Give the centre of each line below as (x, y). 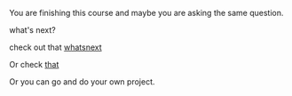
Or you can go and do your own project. (82, 82)
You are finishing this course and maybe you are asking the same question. (146, 13)
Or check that (34, 64)
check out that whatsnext (55, 47)
